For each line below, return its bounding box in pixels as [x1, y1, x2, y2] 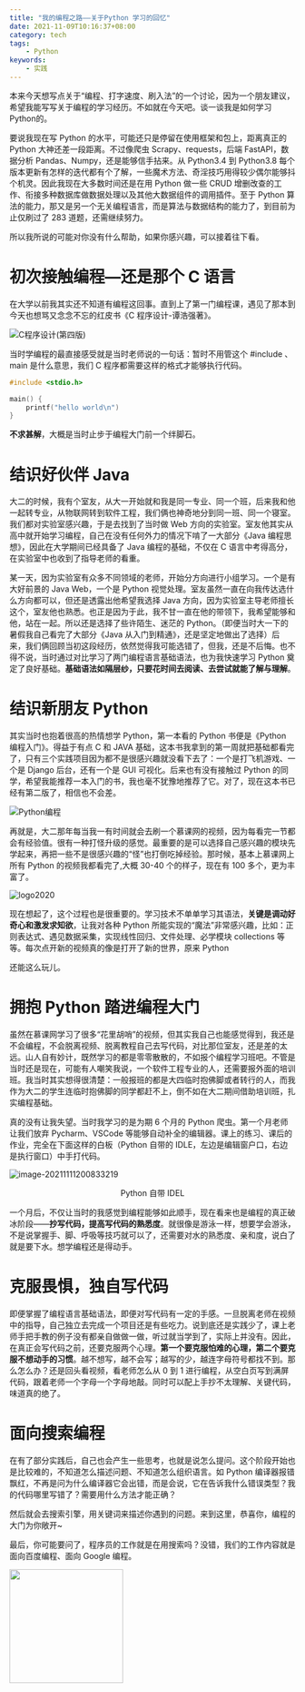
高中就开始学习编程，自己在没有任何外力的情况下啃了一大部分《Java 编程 [9, 530, 284, 542]
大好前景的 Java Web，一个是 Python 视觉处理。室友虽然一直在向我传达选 [9, 583, 287, 594]
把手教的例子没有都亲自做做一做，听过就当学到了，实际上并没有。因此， [25, 1331, 296, 1342]
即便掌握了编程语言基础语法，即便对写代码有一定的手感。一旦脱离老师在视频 [9, 1308, 296, 1320]
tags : [9, 38, 30, 48]
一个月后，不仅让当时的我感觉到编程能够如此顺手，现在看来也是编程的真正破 [9, 1207, 296, 1218]
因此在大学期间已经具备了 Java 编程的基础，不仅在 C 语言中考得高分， [28, 542, 293, 552]
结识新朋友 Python [9, 698, 149, 719]
